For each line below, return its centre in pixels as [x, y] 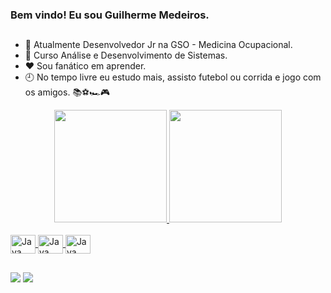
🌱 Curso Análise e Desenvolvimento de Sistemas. [126, 55]
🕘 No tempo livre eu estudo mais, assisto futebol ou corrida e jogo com [173, 77]
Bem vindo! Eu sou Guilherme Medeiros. [110, 15]
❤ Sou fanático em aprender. [85, 66]
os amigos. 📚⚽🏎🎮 [67, 92]
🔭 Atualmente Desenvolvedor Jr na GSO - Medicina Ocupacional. [158, 45]
